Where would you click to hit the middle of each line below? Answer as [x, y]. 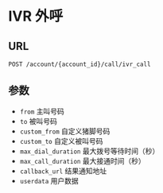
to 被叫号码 [39, 121]
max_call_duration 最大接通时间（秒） [82, 160]
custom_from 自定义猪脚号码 [65, 131]
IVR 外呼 [36, 16]
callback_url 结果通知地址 [63, 171]
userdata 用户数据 [49, 180]
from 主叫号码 [42, 111]
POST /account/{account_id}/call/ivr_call [80, 64]
